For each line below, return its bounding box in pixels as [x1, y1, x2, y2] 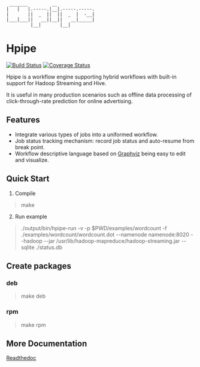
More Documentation [6, 338, 87, 348]
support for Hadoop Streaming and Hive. [6, 79, 107, 86]
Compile [14, 189, 36, 197]
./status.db [35, 243, 63, 251]
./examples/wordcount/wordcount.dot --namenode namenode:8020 [20, 231, 190, 238]
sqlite [20, 243, 35, 251]
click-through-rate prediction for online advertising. [6, 97, 133, 104]
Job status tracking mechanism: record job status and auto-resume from [14, 137, 195, 145]
